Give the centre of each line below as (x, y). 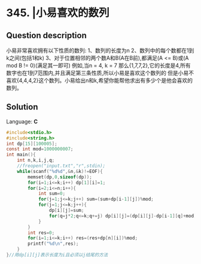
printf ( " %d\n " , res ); (53, 244)
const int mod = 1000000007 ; (40, 149)
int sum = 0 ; (52, 194)
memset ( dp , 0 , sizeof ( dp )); (60, 177)
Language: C (22, 122)
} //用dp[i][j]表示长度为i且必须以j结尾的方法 (57, 255)
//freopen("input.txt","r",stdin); (61, 166)
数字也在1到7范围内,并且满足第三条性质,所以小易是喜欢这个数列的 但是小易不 (100, 73)
